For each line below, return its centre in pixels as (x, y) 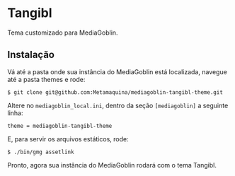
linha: (15, 113)
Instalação (31, 55)
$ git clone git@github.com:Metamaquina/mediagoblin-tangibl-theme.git (115, 92)
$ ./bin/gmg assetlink (41, 152)
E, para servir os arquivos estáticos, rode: (68, 139)
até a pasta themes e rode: (46, 79)
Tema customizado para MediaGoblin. (63, 33)
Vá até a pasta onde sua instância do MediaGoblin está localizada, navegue (117, 71)
